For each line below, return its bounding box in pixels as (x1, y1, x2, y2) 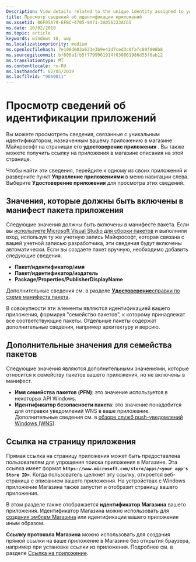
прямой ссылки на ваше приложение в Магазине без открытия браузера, (6, 537, 191, 544)
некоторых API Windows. (14, 395, 77, 402)
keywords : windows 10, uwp (6, 36, 72, 42)
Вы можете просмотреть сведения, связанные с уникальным (6, 131, 160, 138)
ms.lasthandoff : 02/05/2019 (6, 68, 75, 74)
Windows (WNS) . (14, 419, 57, 427)
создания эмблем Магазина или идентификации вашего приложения (6, 513, 179, 520)
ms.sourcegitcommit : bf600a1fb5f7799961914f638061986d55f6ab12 (6, 52, 163, 58)
